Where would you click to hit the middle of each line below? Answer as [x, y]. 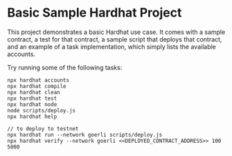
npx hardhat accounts [38, 80]
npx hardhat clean [34, 92]
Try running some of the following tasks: [65, 67]
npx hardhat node [32, 104]
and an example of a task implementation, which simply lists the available [112, 46]
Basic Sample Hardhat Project [95, 13]
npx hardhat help [32, 116]
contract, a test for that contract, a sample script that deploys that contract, [115, 39]
